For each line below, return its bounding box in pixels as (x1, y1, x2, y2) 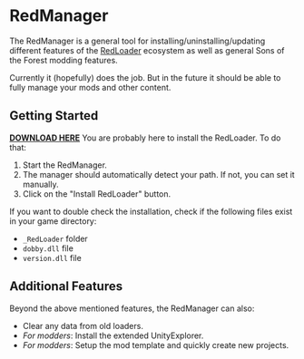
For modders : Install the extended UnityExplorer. (22, 330, 204, 341)
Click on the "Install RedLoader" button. (22, 188, 172, 199)
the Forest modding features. (9, 54, 118, 65)
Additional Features (9, 278, 123, 295)
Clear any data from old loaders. (22, 320, 143, 331)
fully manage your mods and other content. (9, 82, 172, 92)
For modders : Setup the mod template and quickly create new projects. (22, 339, 289, 350)
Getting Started (9, 108, 99, 123)
